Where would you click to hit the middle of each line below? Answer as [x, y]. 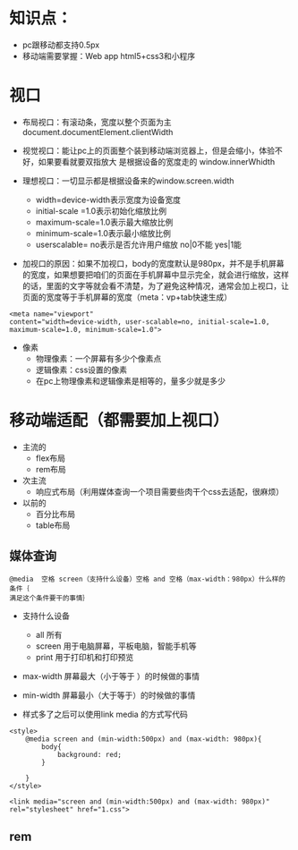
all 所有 [49, 634]
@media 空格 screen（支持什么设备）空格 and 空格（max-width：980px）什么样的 [148, 579]
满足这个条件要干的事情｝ [49, 598]
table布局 [53, 525]
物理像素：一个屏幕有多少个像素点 [98, 358]
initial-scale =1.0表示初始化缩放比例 [101, 210]
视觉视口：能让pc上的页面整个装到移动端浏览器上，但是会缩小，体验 [149, 150]
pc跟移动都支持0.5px [61, 45]
